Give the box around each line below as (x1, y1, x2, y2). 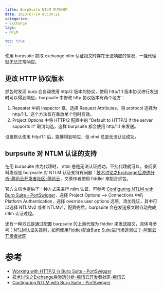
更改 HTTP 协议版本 (5, 74, 64, 83)
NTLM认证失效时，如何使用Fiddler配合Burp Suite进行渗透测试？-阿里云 (14, 227, 157, 233)
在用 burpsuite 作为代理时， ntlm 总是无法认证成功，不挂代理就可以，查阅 (5, 163, 153, 169)
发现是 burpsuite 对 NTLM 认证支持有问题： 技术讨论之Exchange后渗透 (9, 169, 151, 175)
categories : (5, 16, 29, 21)
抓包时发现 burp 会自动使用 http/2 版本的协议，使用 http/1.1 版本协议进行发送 (5, 89, 159, 94)
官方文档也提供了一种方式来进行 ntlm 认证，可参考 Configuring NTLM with (5, 186, 154, 192)
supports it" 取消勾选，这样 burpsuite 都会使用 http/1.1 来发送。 (12, 123, 139, 129)
